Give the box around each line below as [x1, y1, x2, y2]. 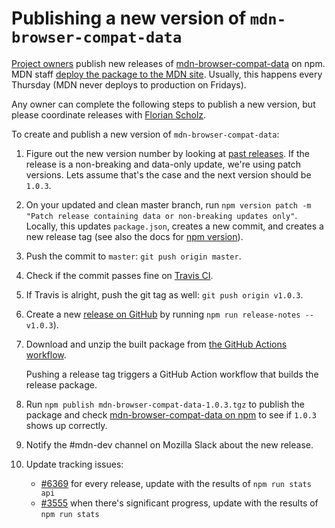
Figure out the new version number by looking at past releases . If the [25, 147, 310, 159]
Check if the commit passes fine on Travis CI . [25, 269, 214, 281]
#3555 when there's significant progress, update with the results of [40, 497, 319, 509]
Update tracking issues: [25, 458, 124, 470]
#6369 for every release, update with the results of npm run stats [40, 477, 312, 489]
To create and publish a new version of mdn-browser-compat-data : [11, 128, 280, 140]
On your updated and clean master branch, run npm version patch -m [25, 198, 312, 211]
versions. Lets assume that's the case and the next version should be [25, 168, 312, 181]
